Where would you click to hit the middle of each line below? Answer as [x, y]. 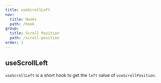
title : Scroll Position [34, 33]
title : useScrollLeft [28, 10]
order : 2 [14, 43]
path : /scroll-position [34, 38]
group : [12, 29]
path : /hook [22, 24]
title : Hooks [23, 19]
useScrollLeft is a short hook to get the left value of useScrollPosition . [81, 75]
